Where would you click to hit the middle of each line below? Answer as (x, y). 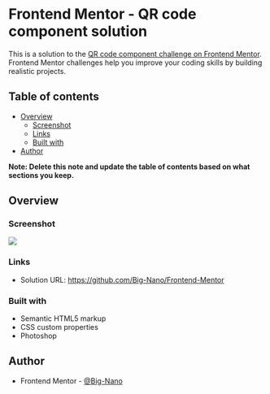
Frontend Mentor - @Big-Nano (72, 381)
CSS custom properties (59, 327)
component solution (78, 31)
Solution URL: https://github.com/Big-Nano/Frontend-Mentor (122, 279)
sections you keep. (41, 175)
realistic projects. (37, 71)
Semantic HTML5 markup (63, 318)
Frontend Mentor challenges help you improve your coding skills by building (135, 63)
